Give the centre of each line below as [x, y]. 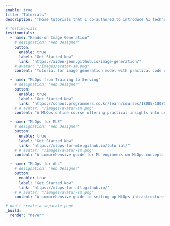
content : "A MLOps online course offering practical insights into [87, 113]
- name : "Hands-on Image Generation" [50, 38]
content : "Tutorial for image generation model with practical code [88, 71]
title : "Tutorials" [26, 15]
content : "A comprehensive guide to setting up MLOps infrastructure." [91, 197]
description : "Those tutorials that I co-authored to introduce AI [78, 19]
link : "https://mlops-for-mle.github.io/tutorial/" [74, 145]
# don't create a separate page [39, 206]
